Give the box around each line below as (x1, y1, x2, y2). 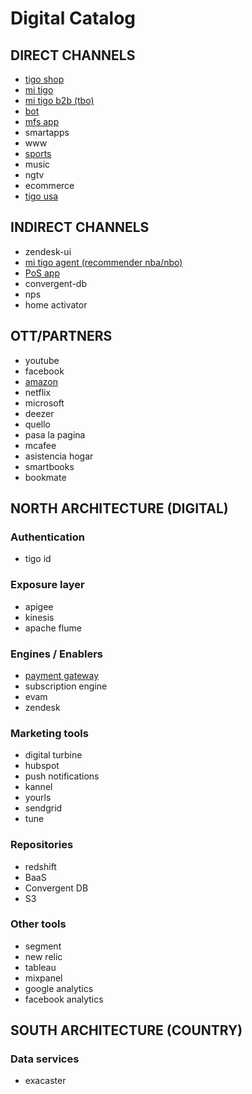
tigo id (24, 553, 52, 565)
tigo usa (24, 190, 59, 202)
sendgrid (24, 802, 63, 814)
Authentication (10, 530, 85, 544)
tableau (24, 961, 57, 973)
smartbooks (24, 460, 75, 472)
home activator (24, 298, 88, 311)
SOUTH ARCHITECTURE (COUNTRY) (10, 1022, 243, 1039)
